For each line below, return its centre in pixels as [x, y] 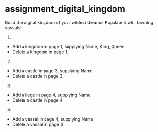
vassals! [13, 27]
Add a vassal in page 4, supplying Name [53, 119]
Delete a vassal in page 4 [38, 124]
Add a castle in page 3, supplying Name [52, 71]
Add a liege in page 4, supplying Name [51, 95]
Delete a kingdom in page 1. [40, 52]
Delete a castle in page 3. [38, 76]
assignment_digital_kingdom [65, 9]
